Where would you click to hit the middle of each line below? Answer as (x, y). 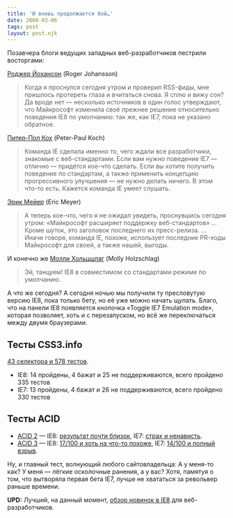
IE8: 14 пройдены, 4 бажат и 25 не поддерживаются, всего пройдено (120, 375)
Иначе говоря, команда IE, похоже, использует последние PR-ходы (125, 238)
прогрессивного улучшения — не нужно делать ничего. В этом (119, 181)
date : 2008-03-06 (32, 20)
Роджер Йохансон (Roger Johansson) (63, 74)
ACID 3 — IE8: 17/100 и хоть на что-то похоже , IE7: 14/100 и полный (116, 443)
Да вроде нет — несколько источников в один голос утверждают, (123, 102)
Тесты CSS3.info (45, 345)
